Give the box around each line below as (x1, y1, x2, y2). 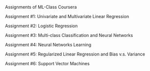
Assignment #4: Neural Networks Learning (5, 42, 92, 48)
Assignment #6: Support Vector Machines (5, 61, 90, 66)
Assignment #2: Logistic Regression (5, 23, 78, 29)
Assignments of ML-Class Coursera (5, 4, 77, 10)
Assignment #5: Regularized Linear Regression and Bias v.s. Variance (5, 51, 146, 57)
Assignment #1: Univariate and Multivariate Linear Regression (5, 14, 129, 19)
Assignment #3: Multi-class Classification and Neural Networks (5, 33, 133, 38)
